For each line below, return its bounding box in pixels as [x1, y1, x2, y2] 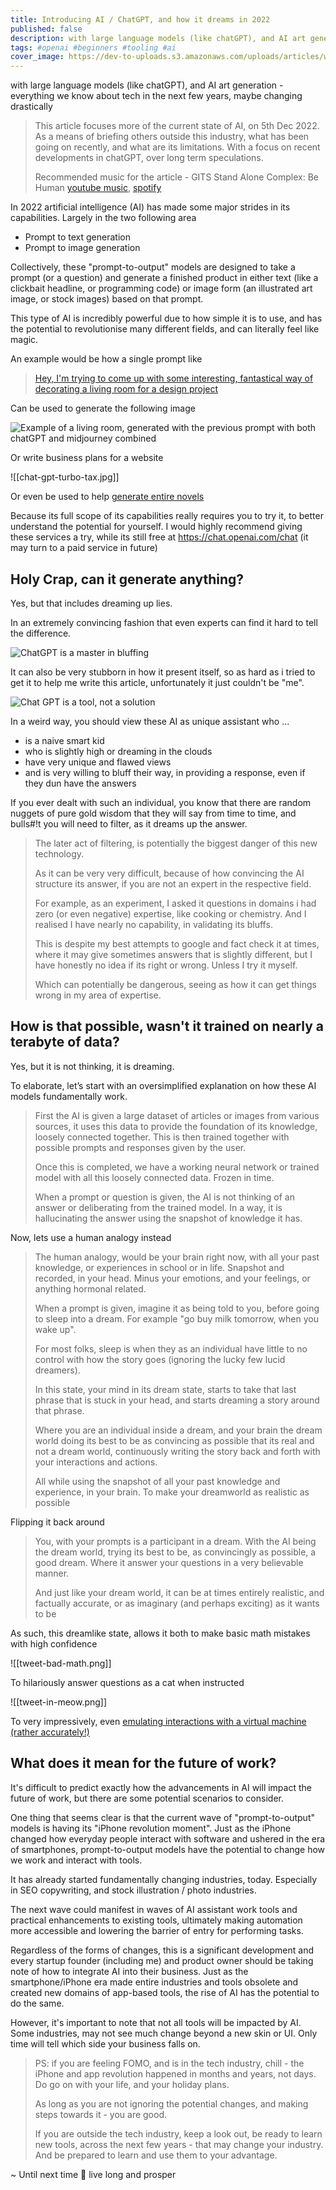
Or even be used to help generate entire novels [10, 491, 205, 503]
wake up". [34, 1323, 77, 1335]
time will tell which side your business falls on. [10, 2037, 201, 2050]
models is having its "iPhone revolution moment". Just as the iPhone [10, 1822, 292, 1834]
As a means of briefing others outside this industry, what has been [34, 131, 310, 143]
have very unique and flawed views [24, 756, 172, 768]
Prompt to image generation [24, 242, 141, 254]
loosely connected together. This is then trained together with [34, 1131, 290, 1143]
